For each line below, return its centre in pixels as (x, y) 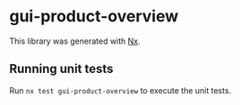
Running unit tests (61, 69)
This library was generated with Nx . (75, 41)
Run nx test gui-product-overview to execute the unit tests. (120, 90)
